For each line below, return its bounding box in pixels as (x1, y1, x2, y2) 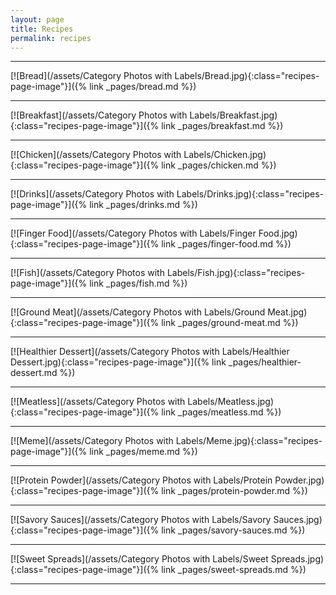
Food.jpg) (258, 227, 298, 240)
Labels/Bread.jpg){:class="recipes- (174, 70, 320, 82)
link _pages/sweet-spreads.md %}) (161, 564, 307, 576)
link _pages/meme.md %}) (89, 446, 198, 458)
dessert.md (10, 367, 58, 379)
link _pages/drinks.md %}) (89, 199, 198, 211)
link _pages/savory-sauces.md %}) (161, 524, 306, 536)
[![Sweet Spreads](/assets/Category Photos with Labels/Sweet (10, 553, 269, 565)
